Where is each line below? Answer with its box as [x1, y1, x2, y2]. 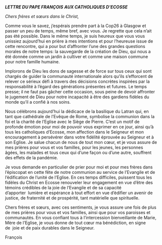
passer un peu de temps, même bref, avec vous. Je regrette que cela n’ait [5, 28, 152, 33]
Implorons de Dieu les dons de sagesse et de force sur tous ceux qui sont [5, 68, 152, 74]
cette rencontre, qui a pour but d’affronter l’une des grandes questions [5, 44, 146, 49]
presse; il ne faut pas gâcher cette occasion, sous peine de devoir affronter [5, 89, 155, 94]
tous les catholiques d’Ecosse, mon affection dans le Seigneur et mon [5, 129, 144, 135]
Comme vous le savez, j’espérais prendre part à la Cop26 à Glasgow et [5, 23, 147, 29]
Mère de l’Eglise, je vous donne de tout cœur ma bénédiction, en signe [5, 220, 146, 226]
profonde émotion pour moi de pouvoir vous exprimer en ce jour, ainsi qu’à [5, 124, 154, 130]
